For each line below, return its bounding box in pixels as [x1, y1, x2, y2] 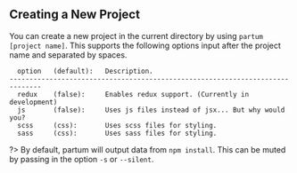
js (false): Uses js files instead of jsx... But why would [17, 106, 285, 114]
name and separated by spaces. [9, 49, 128, 60]
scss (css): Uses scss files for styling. [17, 121, 218, 130]
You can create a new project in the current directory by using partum [9, 30, 263, 41]
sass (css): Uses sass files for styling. [17, 129, 218, 138]
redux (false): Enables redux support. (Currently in [17, 90, 250, 98]
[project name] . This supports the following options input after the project [9, 40, 281, 51]
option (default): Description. [17, 67, 153, 75]
